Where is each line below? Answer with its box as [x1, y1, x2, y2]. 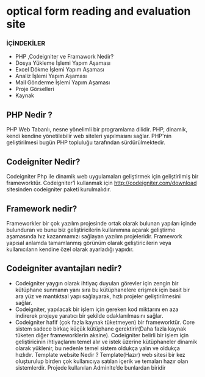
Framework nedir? [6, 203, 77, 214]
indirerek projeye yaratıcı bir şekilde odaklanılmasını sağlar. [15, 312, 164, 319]
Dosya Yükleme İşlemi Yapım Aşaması [15, 59, 111, 67]
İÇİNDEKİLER [6, 39, 46, 48]
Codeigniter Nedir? [6, 156, 81, 167]
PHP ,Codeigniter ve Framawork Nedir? [15, 53, 114, 60]
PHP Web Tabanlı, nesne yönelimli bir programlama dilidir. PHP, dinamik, [6, 126, 188, 133]
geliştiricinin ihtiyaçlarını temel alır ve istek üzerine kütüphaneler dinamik [15, 338, 197, 345]
